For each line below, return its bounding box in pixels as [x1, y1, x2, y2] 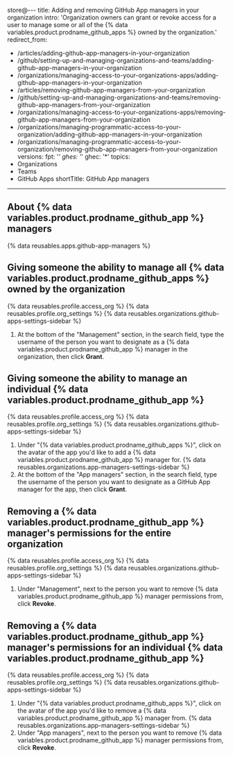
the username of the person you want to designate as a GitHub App [17, 478, 211, 486]
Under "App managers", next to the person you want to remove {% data [17, 728, 222, 737]
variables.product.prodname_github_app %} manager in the [17, 344, 189, 353]
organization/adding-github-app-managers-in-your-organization [17, 130, 202, 138]
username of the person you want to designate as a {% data [17, 337, 189, 346]
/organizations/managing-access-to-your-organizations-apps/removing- [17, 108, 226, 116]
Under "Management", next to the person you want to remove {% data [17, 584, 218, 593]
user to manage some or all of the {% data [7, 21, 128, 29]
